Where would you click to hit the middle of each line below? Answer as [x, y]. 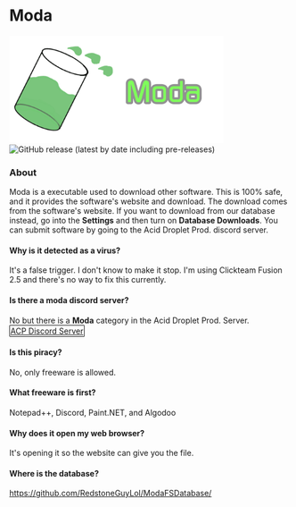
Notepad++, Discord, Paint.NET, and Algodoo [93, 413]
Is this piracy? [36, 352]
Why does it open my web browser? [77, 433]
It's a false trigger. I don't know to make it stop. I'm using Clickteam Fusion [146, 270]
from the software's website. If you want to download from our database [142, 211]
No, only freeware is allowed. [63, 372]
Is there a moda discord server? [69, 300]
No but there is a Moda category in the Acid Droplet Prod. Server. [129, 320]
